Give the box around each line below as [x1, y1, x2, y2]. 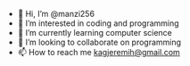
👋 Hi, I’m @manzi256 [17, 9, 95, 19]
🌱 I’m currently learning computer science [17, 28, 172, 37]
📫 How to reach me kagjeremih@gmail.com [17, 47, 180, 57]
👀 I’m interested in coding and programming [17, 18, 180, 29]
